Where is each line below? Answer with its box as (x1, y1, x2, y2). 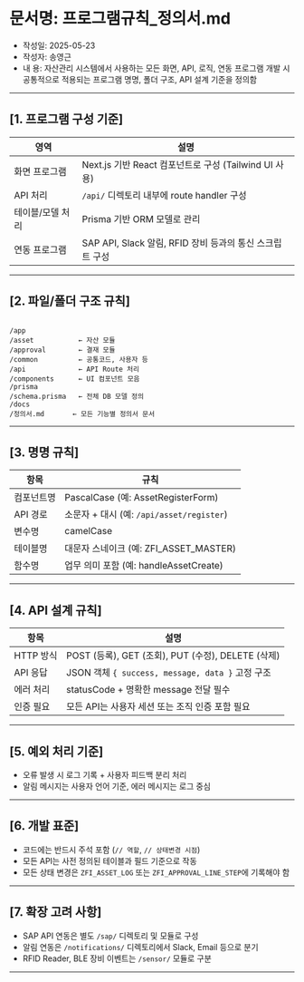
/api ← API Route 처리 (9, 365, 140, 374)
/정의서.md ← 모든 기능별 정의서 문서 (9, 409, 156, 418)
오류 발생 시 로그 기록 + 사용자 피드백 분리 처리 (22, 770, 187, 780)
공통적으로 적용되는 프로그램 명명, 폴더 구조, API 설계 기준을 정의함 (22, 73, 258, 84)
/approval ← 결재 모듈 (9, 345, 116, 355)
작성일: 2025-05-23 (22, 40, 96, 51)
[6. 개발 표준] (9, 818, 80, 834)
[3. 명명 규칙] (9, 444, 80, 460)
